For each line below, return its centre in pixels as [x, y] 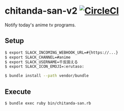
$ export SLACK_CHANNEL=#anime [38, 57]
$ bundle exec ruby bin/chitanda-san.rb [48, 103]
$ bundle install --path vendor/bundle [47, 76]
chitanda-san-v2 [41, 11]
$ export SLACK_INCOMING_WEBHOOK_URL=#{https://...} [61, 52]
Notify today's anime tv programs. [40, 25]
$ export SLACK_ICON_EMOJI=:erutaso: [45, 67]
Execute [18, 91]
